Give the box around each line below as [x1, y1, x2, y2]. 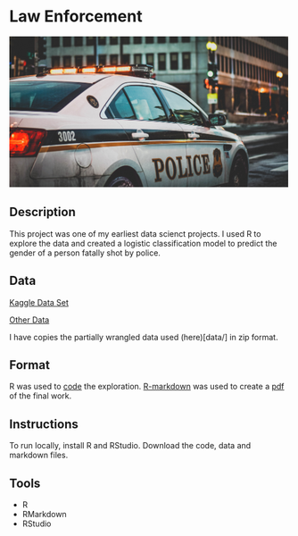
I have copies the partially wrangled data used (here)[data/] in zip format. [9, 331, 278, 342]
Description [9, 205, 76, 220]
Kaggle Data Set [9, 297, 70, 307]
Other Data [9, 314, 50, 325]
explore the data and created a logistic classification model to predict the [9, 238, 277, 248]
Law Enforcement [9, 6, 143, 27]
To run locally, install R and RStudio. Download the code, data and [9, 440, 252, 451]
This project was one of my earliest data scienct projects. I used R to [9, 228, 261, 239]
